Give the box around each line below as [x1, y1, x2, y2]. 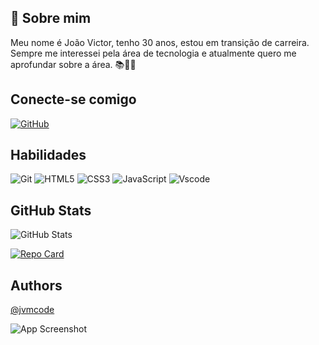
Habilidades [10, 147, 87, 164]
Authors [10, 277, 63, 294]
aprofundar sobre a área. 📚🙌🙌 [10, 58, 137, 70]
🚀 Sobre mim [10, 10, 92, 27]
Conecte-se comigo [10, 91, 137, 108]
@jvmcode [10, 304, 55, 316]
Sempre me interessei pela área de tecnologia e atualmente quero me [10, 47, 297, 59]
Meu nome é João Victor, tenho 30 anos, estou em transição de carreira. [10, 36, 310, 48]
